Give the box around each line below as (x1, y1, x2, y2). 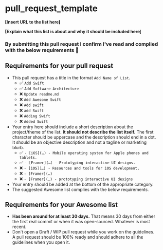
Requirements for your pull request (5, 62, 113, 70)
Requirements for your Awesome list (5, 201, 118, 209)
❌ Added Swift (19, 118, 48, 124)
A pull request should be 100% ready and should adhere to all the (12, 234, 144, 240)
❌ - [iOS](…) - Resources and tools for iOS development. (19, 165, 140, 171)
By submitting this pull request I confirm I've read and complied (5, 40, 158, 47)
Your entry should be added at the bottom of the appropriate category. (12, 181, 154, 187)
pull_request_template (5, 3, 98, 14)
